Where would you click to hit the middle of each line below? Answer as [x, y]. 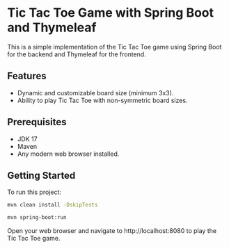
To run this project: [34, 192]
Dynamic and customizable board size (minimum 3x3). [95, 93]
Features [27, 76]
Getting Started [41, 175]
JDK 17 [27, 139]
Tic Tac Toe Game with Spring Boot [111, 13]
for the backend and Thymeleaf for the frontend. [77, 54]
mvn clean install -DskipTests [53, 205]
